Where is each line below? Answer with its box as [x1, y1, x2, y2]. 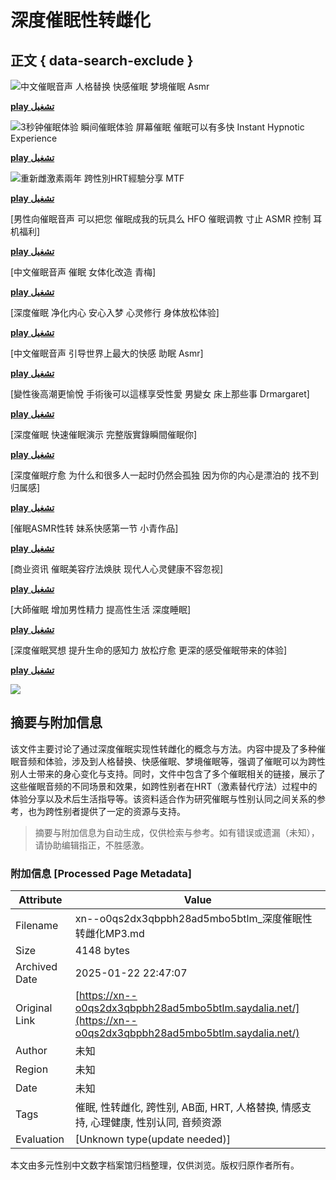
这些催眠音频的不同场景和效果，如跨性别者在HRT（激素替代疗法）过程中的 [10, 780, 318, 792]
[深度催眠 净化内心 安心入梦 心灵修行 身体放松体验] [10, 307, 220, 318]
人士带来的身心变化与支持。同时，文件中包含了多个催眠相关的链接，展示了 [18, 767, 326, 780]
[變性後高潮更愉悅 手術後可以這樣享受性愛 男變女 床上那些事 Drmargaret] [10, 388, 310, 400]
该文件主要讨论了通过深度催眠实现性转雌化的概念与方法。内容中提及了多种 [10, 742, 317, 755]
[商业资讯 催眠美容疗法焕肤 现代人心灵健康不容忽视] [10, 563, 224, 575]
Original [15, 1001, 53, 1015]
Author [15, 1044, 48, 1058]
